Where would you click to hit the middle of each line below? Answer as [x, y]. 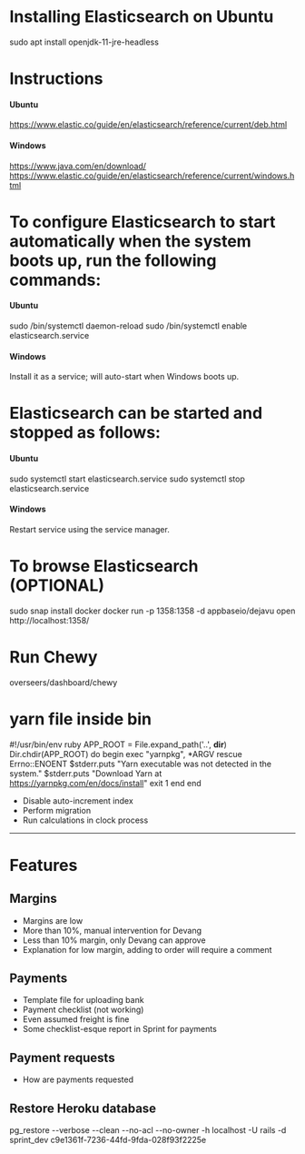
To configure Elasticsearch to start [143, 222]
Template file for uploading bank [83, 1000]
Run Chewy [54, 657]
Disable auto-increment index [78, 800]
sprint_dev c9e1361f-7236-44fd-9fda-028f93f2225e [108, 1139]
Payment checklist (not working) [83, 1010]
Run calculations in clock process [85, 820]
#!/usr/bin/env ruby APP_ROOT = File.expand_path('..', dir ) [118, 744]
